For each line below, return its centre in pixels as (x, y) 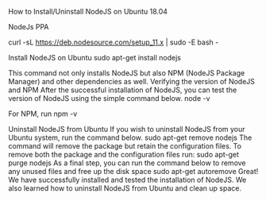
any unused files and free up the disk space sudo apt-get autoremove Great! (133, 171)
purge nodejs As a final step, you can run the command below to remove (127, 163)
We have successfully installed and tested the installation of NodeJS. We (127, 180)
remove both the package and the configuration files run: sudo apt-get (124, 155)
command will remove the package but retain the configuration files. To (125, 146)
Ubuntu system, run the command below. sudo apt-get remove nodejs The (130, 137)
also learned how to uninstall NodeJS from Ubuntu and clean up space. (125, 188)
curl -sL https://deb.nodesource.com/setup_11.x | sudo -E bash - (114, 42)
